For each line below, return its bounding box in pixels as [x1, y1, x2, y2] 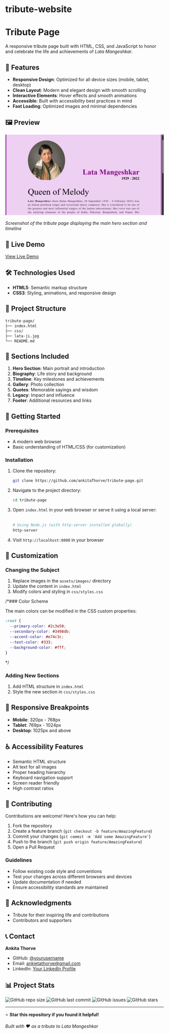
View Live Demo [5, 253, 39, 260]
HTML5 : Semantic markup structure [12, 284, 88, 290]
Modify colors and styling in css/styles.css [12, 588, 103, 594]
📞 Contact [5, 932, 35, 940]
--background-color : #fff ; [10, 645, 66, 650]
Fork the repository [12, 823, 53, 829]
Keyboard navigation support [12, 774, 73, 781]
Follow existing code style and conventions [12, 868, 102, 874]
